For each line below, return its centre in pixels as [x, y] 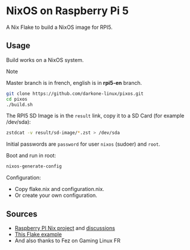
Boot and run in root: [31, 156]
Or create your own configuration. [56, 195]
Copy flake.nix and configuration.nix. [59, 189]
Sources [22, 214]
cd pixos [17, 99]
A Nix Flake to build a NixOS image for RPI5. [60, 27]
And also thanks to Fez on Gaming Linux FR [68, 241]
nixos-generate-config [34, 166]
